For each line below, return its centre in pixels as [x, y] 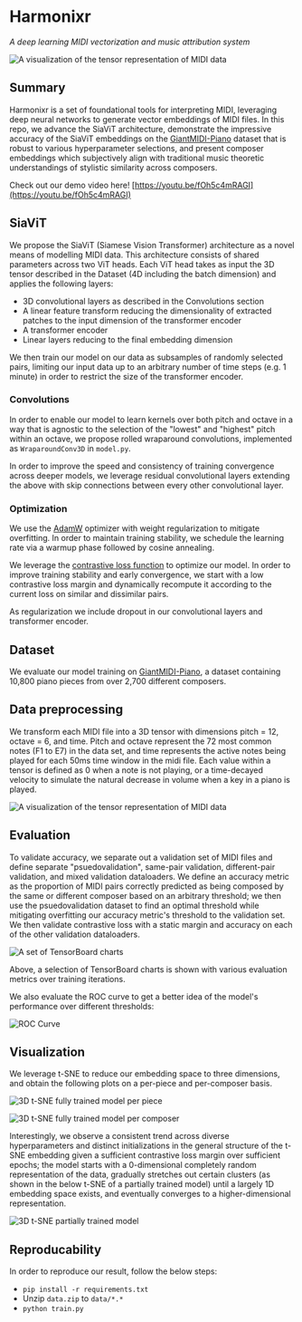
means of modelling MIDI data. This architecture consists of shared [134, 255]
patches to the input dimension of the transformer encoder [132, 320]
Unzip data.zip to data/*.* [73, 1298]
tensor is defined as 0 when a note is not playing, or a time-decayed [137, 770]
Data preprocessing [66, 710]
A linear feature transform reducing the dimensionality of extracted [147, 311]
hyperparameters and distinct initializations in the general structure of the [146, 1146]
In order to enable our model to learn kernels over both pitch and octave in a [151, 420]
